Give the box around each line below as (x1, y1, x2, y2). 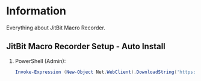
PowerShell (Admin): (14, 57, 66, 64)
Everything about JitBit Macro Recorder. (6, 24, 105, 31)
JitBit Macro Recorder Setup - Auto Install (6, 41, 165, 52)
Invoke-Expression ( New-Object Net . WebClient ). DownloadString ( (14, 69, 178, 75)
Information (6, 4, 66, 18)
